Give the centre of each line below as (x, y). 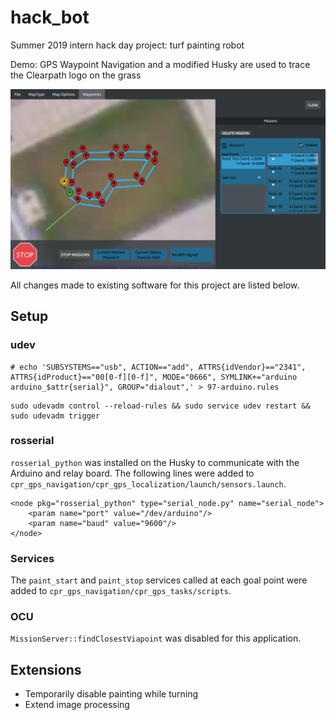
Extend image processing (77, 705)
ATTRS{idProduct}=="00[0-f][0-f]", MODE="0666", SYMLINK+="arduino (154, 377)
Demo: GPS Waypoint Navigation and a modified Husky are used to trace (160, 64)
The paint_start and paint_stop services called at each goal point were (159, 580)
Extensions (46, 669)
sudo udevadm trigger (55, 416)
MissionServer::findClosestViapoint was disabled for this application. (156, 638)
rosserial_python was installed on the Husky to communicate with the (155, 462)
